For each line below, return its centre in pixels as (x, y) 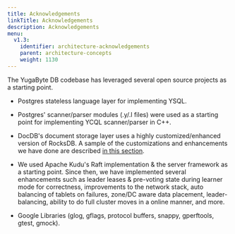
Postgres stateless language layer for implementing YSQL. (102, 101)
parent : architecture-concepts (66, 54)
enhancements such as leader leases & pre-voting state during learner (120, 179)
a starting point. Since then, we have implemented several (102, 172)
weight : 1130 (39, 60)
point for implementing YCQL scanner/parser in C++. (94, 122)
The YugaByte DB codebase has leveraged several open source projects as (117, 80)
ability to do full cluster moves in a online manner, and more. (137, 202)
